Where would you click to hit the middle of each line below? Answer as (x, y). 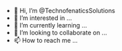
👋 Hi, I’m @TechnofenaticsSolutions (64, 11)
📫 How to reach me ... (45, 40)
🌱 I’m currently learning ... (50, 25)
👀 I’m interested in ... (43, 18)
